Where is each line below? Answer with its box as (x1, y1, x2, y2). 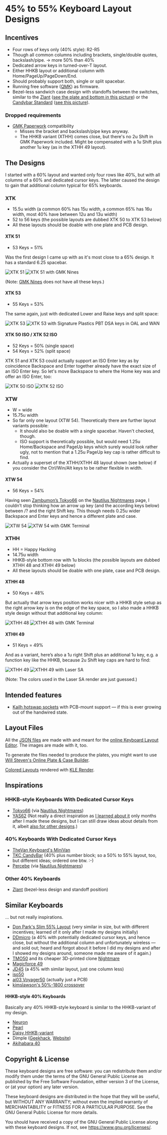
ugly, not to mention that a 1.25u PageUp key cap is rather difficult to (19, 449, 161, 455)
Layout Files (5, 724, 44, 732)
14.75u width (12, 552, 39, 558)
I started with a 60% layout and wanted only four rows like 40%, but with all (5, 172, 161, 178)
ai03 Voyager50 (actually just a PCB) (12, 976, 88, 982)
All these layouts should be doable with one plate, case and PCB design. (12, 567, 161, 573)
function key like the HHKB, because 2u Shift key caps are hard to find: (5, 657, 151, 663)
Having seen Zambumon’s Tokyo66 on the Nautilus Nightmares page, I (5, 497, 150, 503)
